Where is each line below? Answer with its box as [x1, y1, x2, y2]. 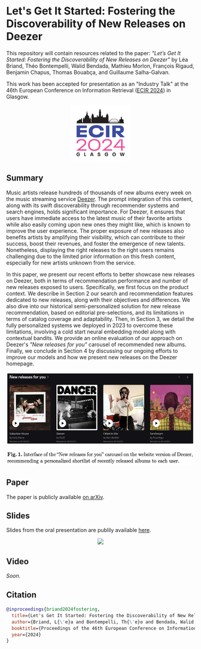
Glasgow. [6, 93, 29, 100]
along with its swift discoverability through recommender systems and [6, 202, 179, 209]
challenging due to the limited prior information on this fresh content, [6, 253, 176, 260]
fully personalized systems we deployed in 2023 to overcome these [6, 322, 173, 329]
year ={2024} [11, 632, 42, 638]
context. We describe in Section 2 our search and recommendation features [6, 290, 193, 297]
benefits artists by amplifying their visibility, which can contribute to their [6, 233, 185, 241]
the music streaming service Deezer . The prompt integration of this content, [6, 195, 193, 202]
